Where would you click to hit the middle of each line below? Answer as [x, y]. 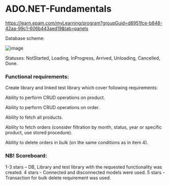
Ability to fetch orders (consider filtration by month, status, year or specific [83, 127]
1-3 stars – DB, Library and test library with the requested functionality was [84, 167]
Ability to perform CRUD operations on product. [55, 98]
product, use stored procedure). [39, 132]
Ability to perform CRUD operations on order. [53, 108]
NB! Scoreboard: [26, 156]
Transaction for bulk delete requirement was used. [58, 178]
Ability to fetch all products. [34, 117]
